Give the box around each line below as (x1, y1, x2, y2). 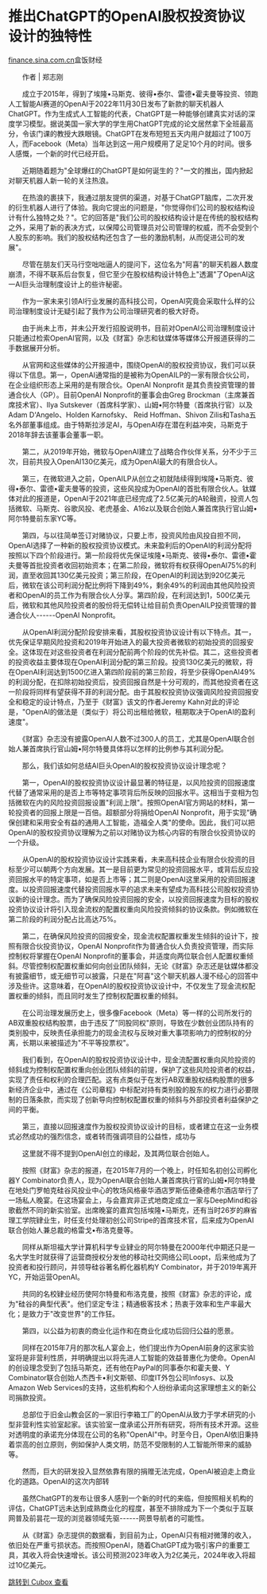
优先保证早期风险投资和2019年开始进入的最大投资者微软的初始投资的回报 (8, 637, 247, 647)
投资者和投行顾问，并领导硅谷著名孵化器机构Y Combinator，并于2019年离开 (8, 1261, 257, 1272)
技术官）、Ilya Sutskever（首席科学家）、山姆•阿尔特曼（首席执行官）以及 (14, 399, 253, 409)
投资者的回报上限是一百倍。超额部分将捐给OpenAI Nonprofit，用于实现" (14, 807, 250, 817)
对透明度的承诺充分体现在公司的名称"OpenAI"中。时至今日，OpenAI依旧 (8, 1429, 245, 1439)
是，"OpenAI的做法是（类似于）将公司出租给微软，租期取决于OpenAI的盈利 (8, 706, 256, 716)
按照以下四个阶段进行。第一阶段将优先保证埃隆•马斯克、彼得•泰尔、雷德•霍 (8, 550, 257, 560)
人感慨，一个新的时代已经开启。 (8, 148, 113, 158)
